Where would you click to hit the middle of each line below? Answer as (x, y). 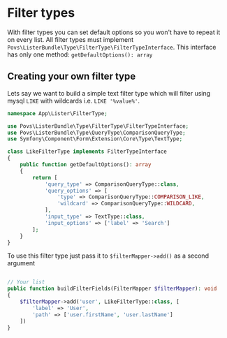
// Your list (26, 282)
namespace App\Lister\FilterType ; (58, 113)
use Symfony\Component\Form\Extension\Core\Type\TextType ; (95, 139)
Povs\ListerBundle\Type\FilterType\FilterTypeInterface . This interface (112, 47)
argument (21, 263)
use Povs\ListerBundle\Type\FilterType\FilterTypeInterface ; (98, 126)
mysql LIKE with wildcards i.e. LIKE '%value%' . (74, 101)
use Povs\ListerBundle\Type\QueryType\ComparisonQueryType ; (97, 133)
